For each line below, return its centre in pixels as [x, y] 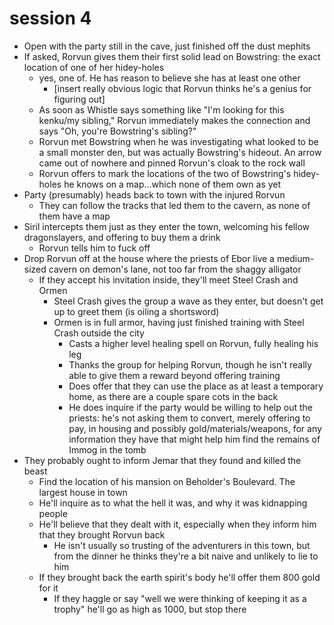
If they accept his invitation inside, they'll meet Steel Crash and [168, 279]
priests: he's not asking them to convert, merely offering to [189, 418]
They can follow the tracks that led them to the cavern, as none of [174, 205]
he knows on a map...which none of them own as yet [172, 184]
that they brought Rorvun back [102, 534]
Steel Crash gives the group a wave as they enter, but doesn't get [188, 301]
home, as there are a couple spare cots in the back [173, 396]
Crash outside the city [99, 333]
